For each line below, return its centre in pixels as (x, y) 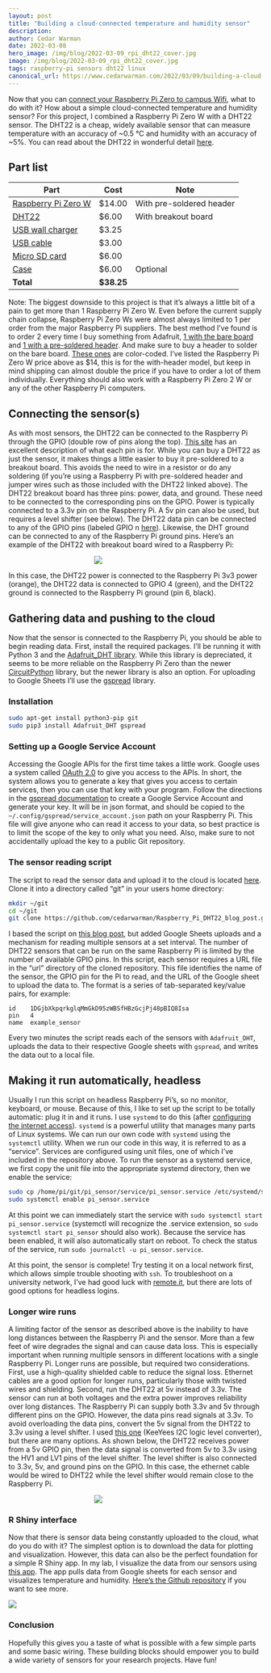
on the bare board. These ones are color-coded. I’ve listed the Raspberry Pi (134, 354)
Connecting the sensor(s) (74, 413)
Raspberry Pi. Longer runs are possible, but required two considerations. (129, 1363)
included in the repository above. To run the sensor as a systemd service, (130, 1160)
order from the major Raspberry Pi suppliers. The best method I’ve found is (133, 328)
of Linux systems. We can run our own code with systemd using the (120, 1134)
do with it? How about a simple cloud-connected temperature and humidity (133, 107)
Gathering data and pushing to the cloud (112, 618)
